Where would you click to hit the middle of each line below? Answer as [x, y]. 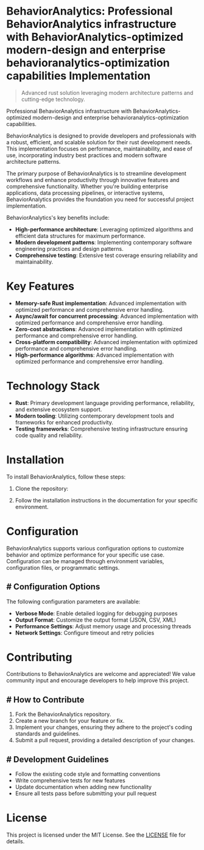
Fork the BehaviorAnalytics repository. [63, 714]
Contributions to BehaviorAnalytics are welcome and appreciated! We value [101, 674]
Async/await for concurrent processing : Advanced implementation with [107, 316]
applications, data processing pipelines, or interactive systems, [85, 192]
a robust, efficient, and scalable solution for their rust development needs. [99, 142]
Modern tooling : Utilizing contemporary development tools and [95, 416]
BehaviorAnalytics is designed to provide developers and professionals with [101, 136]
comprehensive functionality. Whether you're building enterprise [87, 186]
